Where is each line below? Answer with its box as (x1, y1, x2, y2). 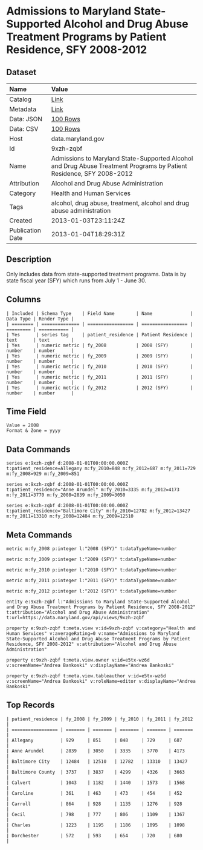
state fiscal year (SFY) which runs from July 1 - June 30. (6, 277, 147, 284)
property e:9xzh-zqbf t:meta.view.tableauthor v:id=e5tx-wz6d (6, 673, 166, 679)
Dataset (6, 67, 37, 77)
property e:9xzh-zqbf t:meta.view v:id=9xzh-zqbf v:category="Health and (6, 625, 196, 631)
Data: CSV (9, 125, 39, 133)
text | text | (6, 337, 74, 343)
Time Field (6, 407, 47, 417)
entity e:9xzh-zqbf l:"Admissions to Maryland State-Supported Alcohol (6, 599, 190, 605)
